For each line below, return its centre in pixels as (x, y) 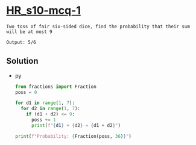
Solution (22, 61)
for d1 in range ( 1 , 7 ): (45, 103)
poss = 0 (26, 92)
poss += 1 (43, 120)
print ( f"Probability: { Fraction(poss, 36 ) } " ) (73, 136)
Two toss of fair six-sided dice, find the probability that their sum (98, 26)
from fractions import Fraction (55, 87)
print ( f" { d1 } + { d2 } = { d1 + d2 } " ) (76, 125)
